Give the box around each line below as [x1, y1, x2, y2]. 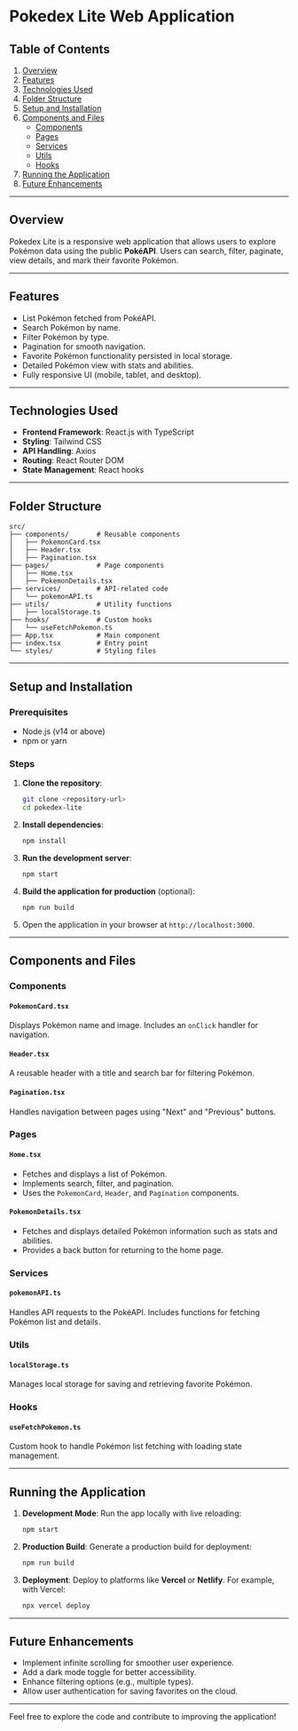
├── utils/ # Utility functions [9, 600, 173, 610]
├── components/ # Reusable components [9, 530, 180, 539]
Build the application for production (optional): [21, 886, 195, 897]
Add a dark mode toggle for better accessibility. [21, 1667, 197, 1678]
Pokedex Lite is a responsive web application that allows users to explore [9, 235, 277, 246]
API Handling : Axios [21, 446, 97, 457]
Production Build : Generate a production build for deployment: [21, 1541, 252, 1552]
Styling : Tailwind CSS [21, 436, 102, 447]
